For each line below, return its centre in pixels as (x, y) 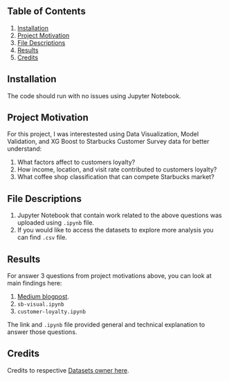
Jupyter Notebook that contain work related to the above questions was (120, 215)
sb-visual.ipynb (40, 305)
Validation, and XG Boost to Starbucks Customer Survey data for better (108, 142)
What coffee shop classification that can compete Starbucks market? (116, 177)
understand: (25, 149)
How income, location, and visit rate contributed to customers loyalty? (117, 169)
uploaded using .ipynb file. (56, 223)
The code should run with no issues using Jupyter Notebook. (94, 95)
